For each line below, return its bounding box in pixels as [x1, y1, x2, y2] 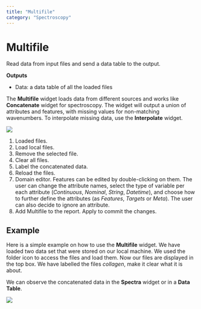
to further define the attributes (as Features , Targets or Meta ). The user [14, 195, 193, 202]
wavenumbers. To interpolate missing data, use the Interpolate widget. [6, 114, 183, 122]
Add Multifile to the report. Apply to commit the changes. [14, 208, 157, 215]
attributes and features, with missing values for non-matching [6, 108, 160, 115]
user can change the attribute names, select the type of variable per [14, 182, 185, 190]
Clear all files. [14, 157, 49, 164]
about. [6, 267, 22, 274]
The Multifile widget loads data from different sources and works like [6, 95, 179, 102]
